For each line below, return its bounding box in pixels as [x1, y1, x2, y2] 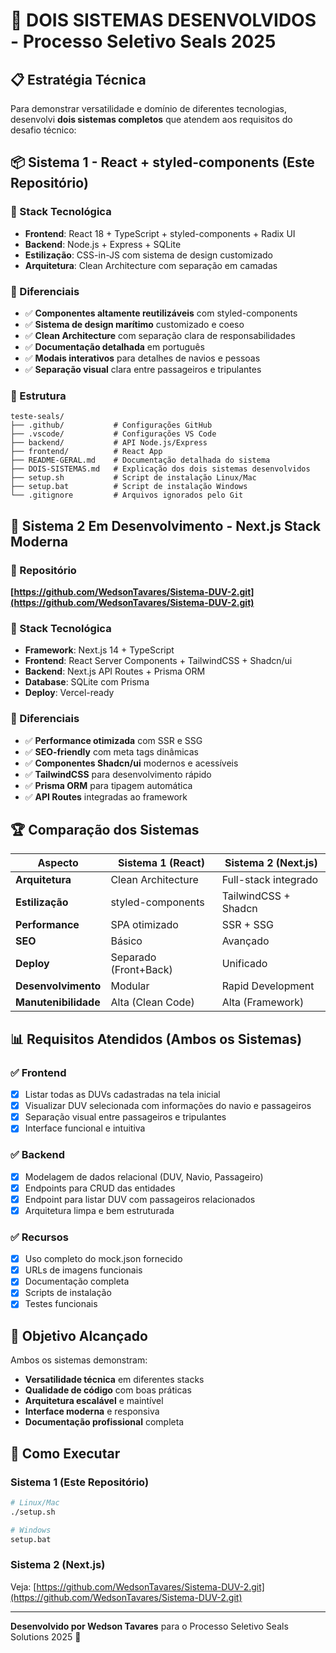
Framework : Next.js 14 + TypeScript [24, 644, 175, 656]
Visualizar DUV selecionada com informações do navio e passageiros [24, 1100, 312, 1112]
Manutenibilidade [15, 995, 101, 1009]
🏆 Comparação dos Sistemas [10, 821, 200, 838]
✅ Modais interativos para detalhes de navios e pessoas [24, 352, 261, 364]
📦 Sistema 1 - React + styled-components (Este [10, 154, 315, 171]
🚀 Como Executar [10, 1445, 121, 1462]
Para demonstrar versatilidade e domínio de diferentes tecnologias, [10, 103, 287, 114]
